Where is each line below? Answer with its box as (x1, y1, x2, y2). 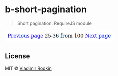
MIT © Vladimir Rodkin (5, 65, 52, 71)
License (5, 52, 30, 61)
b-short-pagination (5, 4, 87, 15)
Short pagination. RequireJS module (17, 20, 92, 26)
